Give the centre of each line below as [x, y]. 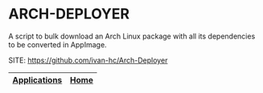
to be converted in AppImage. [58, 44]
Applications [37, 79]
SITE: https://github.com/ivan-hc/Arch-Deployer [88, 60]
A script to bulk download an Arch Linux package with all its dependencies [132, 36]
